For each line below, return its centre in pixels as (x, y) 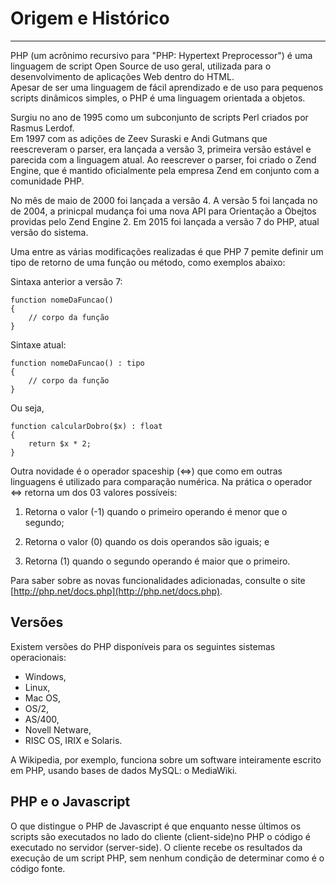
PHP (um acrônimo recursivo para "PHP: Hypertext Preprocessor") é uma (161, 55)
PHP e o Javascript (70, 802)
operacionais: (38, 657)
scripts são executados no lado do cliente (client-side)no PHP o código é (160, 836)
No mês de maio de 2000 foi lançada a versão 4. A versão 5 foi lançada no (164, 200)
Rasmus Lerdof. (42, 128)
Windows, (45, 676)
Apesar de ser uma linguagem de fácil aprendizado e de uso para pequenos (167, 87)
